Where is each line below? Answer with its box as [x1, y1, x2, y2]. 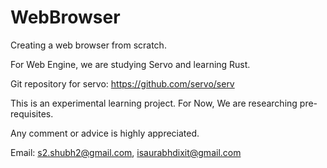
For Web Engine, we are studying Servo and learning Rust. [10, 58, 251, 70]
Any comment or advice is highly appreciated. [10, 127, 200, 139]
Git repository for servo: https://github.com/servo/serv [10, 77, 235, 90]
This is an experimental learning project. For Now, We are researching [10, 97, 298, 109]
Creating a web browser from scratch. [10, 39, 167, 51]
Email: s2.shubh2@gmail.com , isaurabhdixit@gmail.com [10, 146, 242, 158]
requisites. [10, 107, 54, 120]
